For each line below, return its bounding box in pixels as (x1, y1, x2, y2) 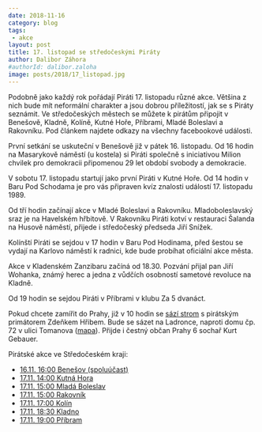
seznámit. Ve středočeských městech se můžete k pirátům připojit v (8, 108, 229, 119)
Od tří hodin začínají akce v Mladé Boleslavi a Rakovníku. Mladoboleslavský (8, 205, 253, 214)
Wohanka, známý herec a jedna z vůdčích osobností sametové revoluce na (8, 270, 252, 279)
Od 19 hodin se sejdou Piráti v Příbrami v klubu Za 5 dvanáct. (8, 294, 207, 303)
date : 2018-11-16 (8, 11, 65, 20)
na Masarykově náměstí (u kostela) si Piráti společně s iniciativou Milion (8, 150, 241, 159)
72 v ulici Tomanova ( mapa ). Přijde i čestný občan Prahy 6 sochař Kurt (8, 325, 238, 335)
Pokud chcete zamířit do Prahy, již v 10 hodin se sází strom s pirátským (8, 309, 239, 318)
